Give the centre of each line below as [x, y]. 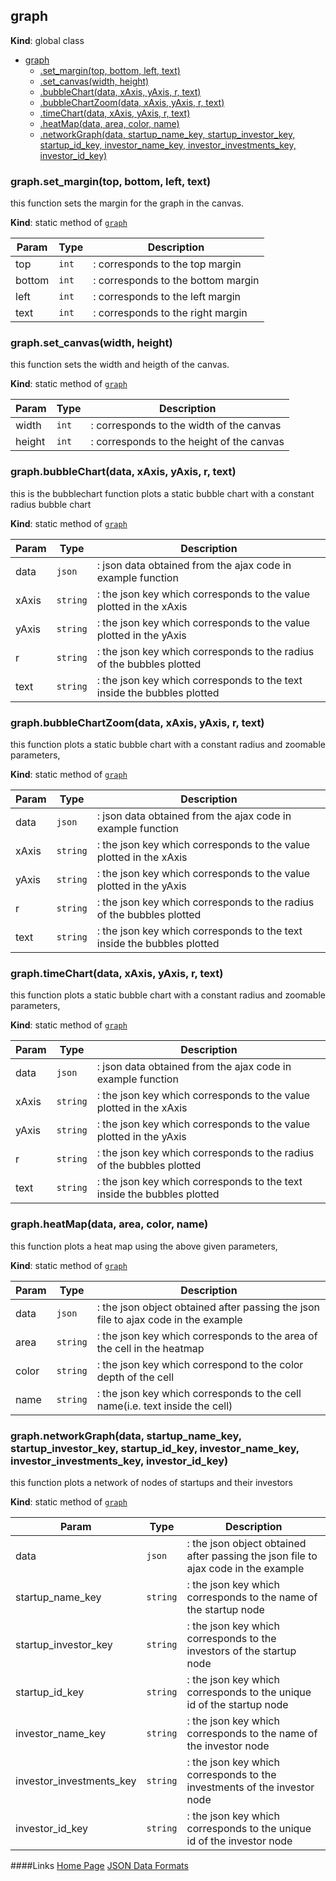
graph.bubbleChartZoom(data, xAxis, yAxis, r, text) [137, 722]
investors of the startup [241, 1651]
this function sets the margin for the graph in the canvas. [127, 203]
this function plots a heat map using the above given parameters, [144, 1246]
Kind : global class [47, 40]
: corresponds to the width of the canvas [186, 426]
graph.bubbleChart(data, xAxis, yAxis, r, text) [123, 472]
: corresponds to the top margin [167, 264]
